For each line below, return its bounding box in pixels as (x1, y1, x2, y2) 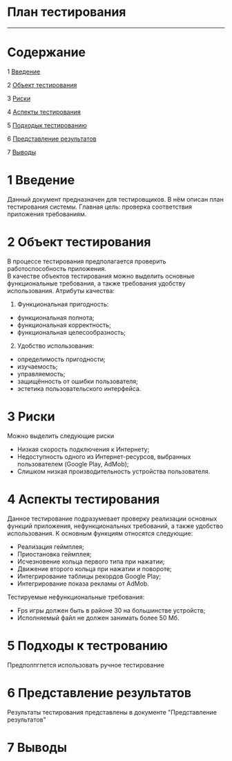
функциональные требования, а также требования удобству (7, 279, 186, 288)
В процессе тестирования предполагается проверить (7, 257, 167, 265)
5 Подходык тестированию (7, 121, 88, 129)
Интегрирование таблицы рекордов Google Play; (17, 572, 162, 580)
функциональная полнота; (17, 313, 95, 322)
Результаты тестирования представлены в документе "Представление (7, 708, 217, 716)
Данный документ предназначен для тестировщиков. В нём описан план (7, 195, 224, 203)
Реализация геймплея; (17, 542, 84, 551)
